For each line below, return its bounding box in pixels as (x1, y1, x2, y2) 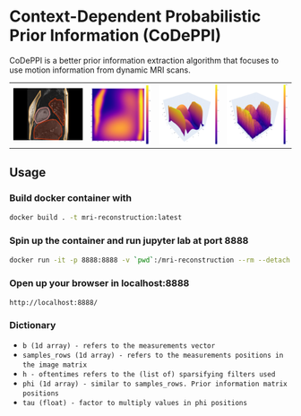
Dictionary (9, 319, 56, 332)
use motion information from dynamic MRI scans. (9, 65, 191, 75)
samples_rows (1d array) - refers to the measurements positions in (21, 351, 284, 360)
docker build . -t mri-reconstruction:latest (9, 212, 182, 221)
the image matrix (21, 360, 88, 369)
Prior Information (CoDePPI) (9, 25, 221, 46)
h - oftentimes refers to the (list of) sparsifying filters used (21, 369, 276, 378)
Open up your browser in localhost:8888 (9, 276, 190, 289)
